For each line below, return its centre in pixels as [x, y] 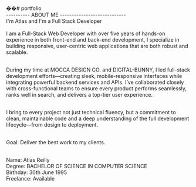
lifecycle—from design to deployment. [52, 125]
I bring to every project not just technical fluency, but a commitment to [91, 112]
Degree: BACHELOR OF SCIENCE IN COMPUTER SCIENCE [77, 166]
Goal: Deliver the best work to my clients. [56, 142]
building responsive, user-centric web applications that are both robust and [97, 46]
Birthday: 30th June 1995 [37, 172]
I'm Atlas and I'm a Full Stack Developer [54, 21]
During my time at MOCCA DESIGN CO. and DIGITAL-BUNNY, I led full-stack [98, 70]
